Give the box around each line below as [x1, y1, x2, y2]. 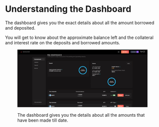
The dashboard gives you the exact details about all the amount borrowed [5, 20, 155, 26]
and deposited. [5, 25, 36, 31]
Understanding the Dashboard [5, 3, 132, 15]
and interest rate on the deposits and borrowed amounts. [5, 39, 120, 45]
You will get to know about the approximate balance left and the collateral [5, 34, 154, 40]
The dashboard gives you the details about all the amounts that [17, 112, 145, 118]
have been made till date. [17, 117, 69, 123]
